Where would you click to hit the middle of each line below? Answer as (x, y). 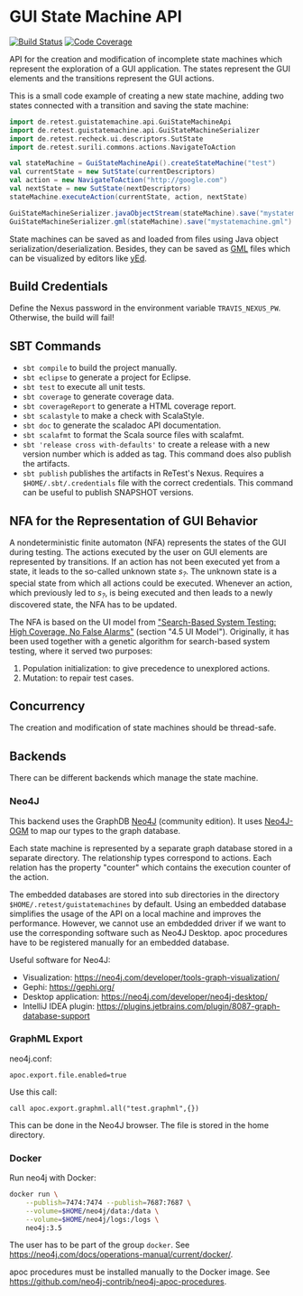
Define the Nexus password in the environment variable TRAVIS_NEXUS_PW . (145, 308)
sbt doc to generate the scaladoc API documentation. (122, 425)
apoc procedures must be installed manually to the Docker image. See (140, 1272)
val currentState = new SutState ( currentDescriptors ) (113, 172)
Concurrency (47, 706)
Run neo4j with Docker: (53, 1178)
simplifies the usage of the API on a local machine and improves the (135, 913)
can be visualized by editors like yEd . (78, 258)
